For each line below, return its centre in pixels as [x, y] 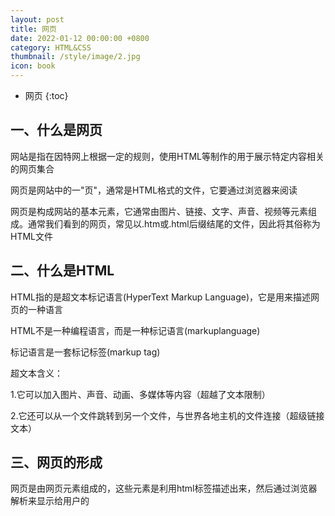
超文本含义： [36, 373]
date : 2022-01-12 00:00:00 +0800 [80, 38]
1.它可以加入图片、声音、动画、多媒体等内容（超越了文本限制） [140, 394]
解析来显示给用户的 [50, 501]
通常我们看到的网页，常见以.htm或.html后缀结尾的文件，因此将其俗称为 [174, 223]
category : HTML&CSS [51, 47]
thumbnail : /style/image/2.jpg [75, 57]
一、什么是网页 [56, 130]
